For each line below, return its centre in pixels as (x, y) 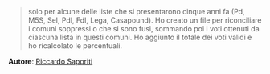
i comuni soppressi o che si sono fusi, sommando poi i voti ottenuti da (143, 29)
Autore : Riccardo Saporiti (51, 61)
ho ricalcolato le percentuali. (75, 46)
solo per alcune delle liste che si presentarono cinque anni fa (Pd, (136, 12)
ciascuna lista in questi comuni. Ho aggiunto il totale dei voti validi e (140, 37)
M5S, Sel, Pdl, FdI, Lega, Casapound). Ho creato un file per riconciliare (145, 20)
